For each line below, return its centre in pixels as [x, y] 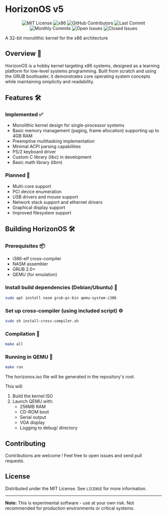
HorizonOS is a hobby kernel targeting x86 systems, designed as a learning [83, 65]
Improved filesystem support [42, 212]
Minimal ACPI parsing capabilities [46, 147]
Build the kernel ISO [33, 396]
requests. [15, 461]
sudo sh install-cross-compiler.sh [42, 321]
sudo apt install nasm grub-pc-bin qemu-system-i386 [61, 298]
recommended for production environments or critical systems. [70, 508]
